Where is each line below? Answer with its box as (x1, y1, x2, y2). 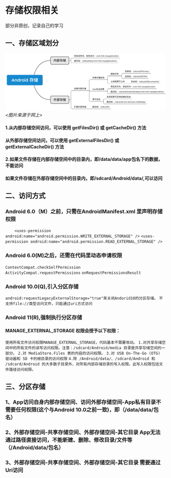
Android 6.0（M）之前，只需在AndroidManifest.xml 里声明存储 (5, 208, 163, 215)
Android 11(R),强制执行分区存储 (5, 314, 82, 321)
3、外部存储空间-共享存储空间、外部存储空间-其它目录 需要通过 (5, 459, 161, 466)
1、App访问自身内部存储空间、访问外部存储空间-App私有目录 (5, 399, 156, 406)
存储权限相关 (5, 5, 60, 16)
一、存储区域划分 (5, 39, 59, 47)
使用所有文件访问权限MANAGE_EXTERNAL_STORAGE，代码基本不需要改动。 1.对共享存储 (5, 340, 162, 345)
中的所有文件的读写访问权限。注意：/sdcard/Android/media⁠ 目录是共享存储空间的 (9, 346, 162, 351)
